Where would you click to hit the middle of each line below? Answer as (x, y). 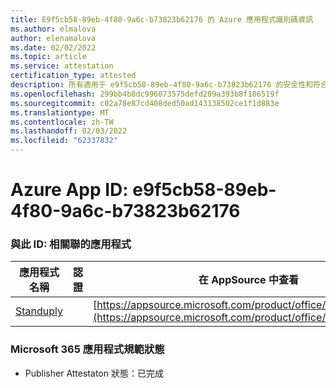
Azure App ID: (69, 190)
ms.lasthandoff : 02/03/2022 (69, 131)
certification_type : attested (73, 76)
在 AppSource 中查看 (248, 280)
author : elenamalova (53, 38)
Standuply (39, 311)
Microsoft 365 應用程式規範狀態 (87, 349)
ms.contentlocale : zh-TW (62, 122)
